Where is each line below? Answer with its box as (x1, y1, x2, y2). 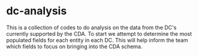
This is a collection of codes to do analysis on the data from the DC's (6, 24, 177, 31)
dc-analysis (6, 4, 67, 18)
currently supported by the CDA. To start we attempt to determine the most (6, 30, 192, 37)
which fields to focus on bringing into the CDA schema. (6, 43, 143, 50)
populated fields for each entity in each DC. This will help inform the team (6, 36, 188, 43)
